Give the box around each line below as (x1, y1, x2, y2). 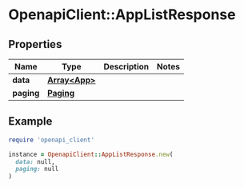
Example (8, 114, 53, 129)
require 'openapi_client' (8, 136, 94, 144)
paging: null (15, 165, 59, 173)
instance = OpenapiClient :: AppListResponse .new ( (8, 150, 174, 158)
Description (103, 62, 150, 72)
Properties (8, 38, 62, 51)
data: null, (15, 157, 56, 165)
